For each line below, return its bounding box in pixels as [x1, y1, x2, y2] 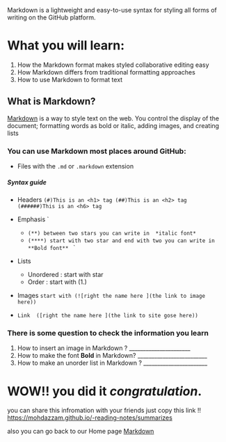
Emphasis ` [17, 215, 49, 223]
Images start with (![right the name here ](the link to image [17, 292, 206, 300]
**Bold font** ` [27, 244, 76, 252]
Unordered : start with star [27, 271, 104, 279]
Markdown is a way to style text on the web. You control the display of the [7, 114, 220, 123]
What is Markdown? [7, 95, 96, 107]
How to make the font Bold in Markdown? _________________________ [17, 352, 207, 360]
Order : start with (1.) [27, 278, 87, 286]
